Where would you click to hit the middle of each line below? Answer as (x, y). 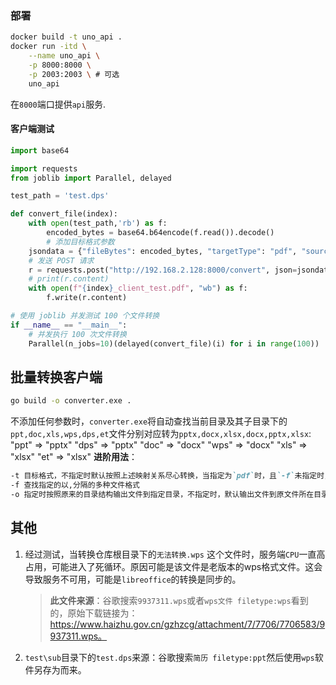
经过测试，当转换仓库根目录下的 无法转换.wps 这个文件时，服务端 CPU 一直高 (175, 554)
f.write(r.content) (87, 298)
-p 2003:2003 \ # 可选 (74, 74)
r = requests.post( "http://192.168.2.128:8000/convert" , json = (163, 270)
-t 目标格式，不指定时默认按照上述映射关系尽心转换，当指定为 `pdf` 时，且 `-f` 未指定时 (167, 476)
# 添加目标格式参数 (80, 242)
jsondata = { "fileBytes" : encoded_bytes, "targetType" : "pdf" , (163, 251)
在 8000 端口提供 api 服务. (58, 104)
